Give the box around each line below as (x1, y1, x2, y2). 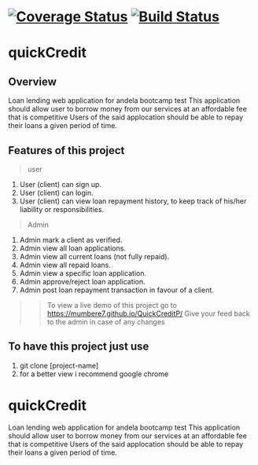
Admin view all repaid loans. (19, 260, 112, 269)
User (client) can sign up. (19, 180, 102, 189)
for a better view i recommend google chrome (19, 369, 169, 379)
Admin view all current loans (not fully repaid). (19, 252, 170, 261)
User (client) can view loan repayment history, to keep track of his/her (19, 196, 247, 206)
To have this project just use (8, 340, 149, 353)
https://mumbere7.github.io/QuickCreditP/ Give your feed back (46, 309, 250, 318)
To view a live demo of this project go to (46, 301, 177, 309)
